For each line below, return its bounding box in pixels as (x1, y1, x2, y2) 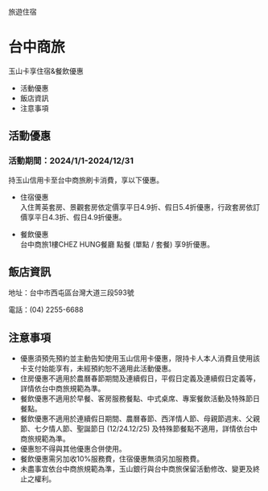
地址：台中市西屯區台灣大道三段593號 (8, 288, 134, 297)
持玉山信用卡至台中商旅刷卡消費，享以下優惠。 (8, 175, 163, 185)
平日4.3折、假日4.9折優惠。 (34, 212, 126, 222)
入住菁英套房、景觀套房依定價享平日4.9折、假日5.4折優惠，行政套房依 (19, 202, 254, 211)
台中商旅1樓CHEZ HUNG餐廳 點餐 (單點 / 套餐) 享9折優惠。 (19, 239, 215, 249)
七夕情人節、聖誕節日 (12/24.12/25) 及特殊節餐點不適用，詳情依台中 (34, 424, 258, 434)
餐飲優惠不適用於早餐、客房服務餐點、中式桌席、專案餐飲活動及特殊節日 (19, 394, 260, 403)
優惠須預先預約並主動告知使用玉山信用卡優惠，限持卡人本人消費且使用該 (19, 354, 260, 363)
